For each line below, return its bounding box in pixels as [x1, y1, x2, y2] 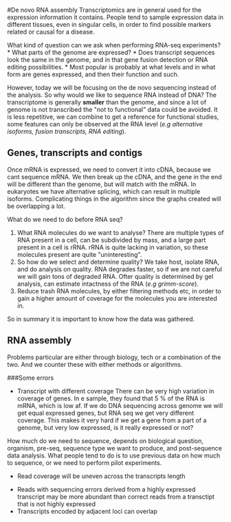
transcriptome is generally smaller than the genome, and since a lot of [7, 98, 207, 106]
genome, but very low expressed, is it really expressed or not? [16, 423, 194, 431]
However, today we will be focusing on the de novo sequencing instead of [7, 84, 217, 91]
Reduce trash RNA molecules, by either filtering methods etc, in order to [16, 286, 221, 295]
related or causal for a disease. [7, 27, 95, 36]
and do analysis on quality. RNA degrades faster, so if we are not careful [16, 264, 222, 273]
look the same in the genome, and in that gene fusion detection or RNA [7, 56, 208, 64]
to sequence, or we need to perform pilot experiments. [7, 458, 162, 466]
